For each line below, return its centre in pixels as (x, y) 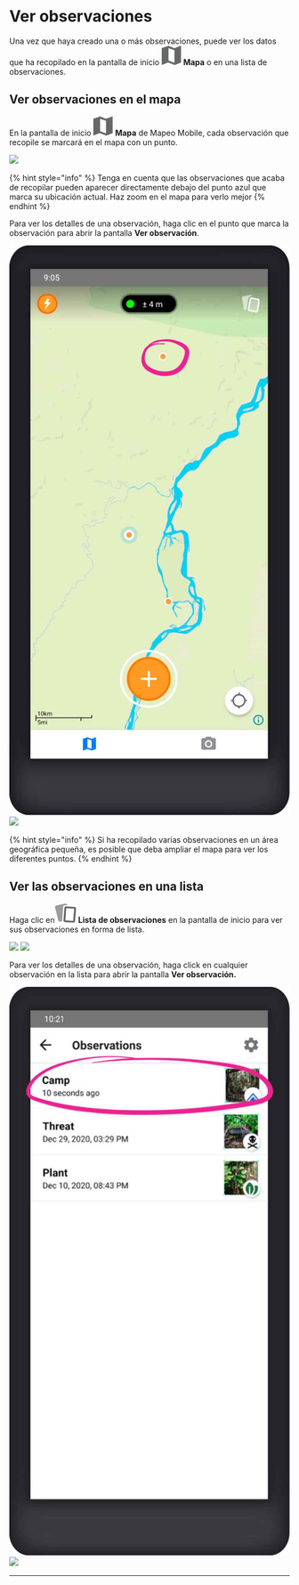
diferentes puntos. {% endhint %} (71, 858)
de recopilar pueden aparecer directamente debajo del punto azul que (138, 187)
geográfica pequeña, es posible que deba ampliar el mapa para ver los (139, 849)
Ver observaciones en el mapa (95, 100)
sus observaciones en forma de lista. (77, 929)
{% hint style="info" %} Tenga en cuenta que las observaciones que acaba (147, 178)
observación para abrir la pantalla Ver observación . (105, 232)
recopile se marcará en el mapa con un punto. (93, 142)
